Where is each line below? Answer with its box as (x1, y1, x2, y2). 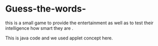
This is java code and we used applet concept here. (5, 35, 113, 41)
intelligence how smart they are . (5, 25, 73, 31)
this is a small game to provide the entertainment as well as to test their (5, 20, 153, 26)
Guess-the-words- (5, 3, 86, 15)
